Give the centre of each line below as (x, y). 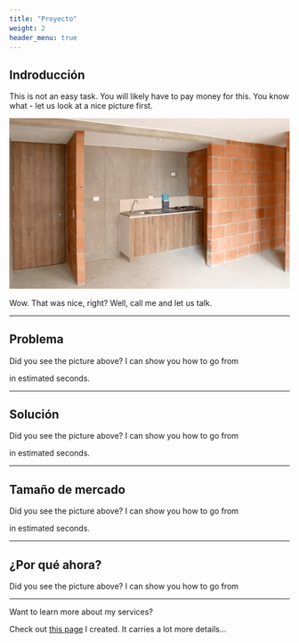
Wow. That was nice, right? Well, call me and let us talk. (111, 302)
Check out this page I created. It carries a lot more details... (118, 630)
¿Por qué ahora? (56, 565)
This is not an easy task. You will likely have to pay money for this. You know (149, 96)
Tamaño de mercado (68, 489)
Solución (34, 415)
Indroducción (47, 74)
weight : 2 (28, 28)
